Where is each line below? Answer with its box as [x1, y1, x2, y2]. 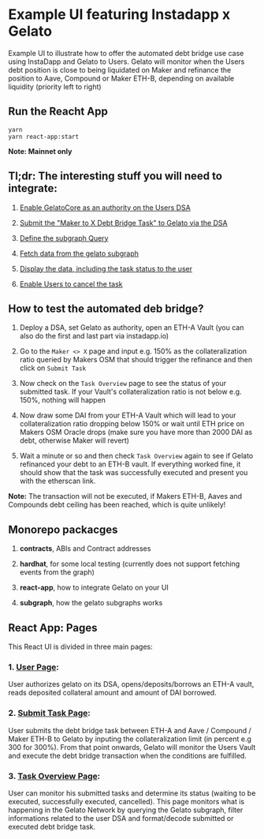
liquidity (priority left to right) [8, 81, 102, 92]
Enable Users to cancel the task [19, 279, 124, 289]
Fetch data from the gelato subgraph [19, 249, 139, 258]
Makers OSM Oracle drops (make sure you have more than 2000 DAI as [19, 428, 253, 437]
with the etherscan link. [19, 476, 96, 486]
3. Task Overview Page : [8, 770, 101, 781]
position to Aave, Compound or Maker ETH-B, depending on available [8, 73, 235, 83]
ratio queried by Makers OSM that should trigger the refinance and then [19, 355, 253, 365]
